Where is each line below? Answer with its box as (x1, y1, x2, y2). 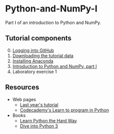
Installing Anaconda (12, 58, 53, 64)
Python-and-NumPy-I (5, 3, 97, 14)
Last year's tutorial (19, 101, 58, 107)
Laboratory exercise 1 (12, 68, 57, 74)
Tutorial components (5, 34, 71, 42)
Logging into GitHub (12, 47, 54, 53)
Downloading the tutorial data (12, 52, 73, 58)
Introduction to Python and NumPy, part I (12, 63, 97, 69)
